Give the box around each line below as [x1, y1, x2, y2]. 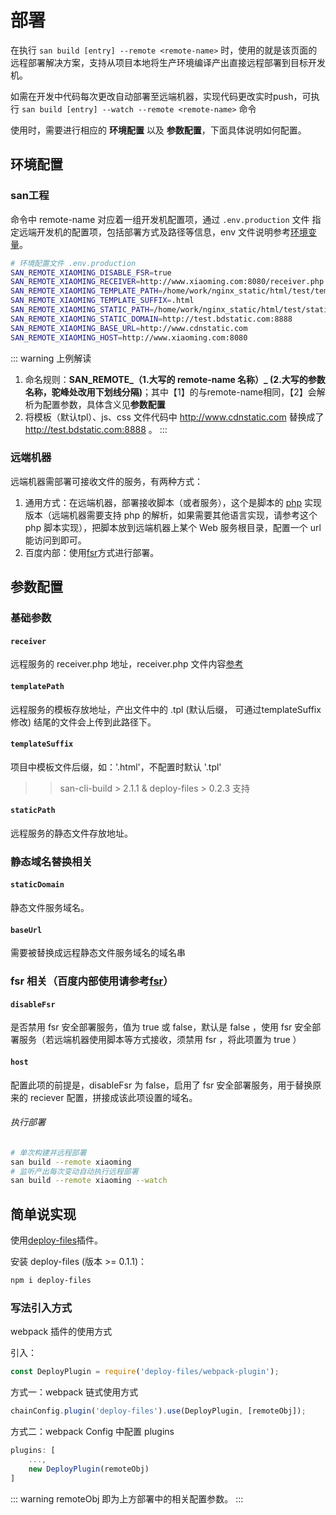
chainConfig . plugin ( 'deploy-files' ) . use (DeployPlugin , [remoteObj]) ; [10, 1406, 307, 1416]
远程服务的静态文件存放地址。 [10, 827, 133, 839]
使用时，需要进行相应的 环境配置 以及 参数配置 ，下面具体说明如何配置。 [10, 124, 307, 136]
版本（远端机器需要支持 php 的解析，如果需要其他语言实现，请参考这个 [24, 509, 318, 521]
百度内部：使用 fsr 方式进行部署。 [24, 546, 160, 558]
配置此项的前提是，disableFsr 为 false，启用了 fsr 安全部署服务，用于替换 [10, 1079, 313, 1091]
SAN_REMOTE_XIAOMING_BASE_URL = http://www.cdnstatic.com [10, 323, 248, 333]
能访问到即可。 [24, 534, 87, 546]
